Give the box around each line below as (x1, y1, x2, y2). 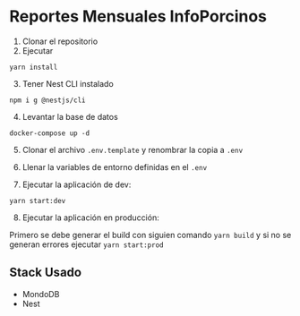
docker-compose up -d (9, 128, 90, 138)
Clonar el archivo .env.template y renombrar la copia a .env (21, 144, 244, 155)
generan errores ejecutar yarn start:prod (9, 239, 164, 250)
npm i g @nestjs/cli (9, 96, 87, 105)
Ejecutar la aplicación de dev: (21, 179, 132, 190)
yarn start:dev (9, 196, 66, 205)
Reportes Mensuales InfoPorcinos (9, 6, 267, 27)
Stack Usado (9, 265, 82, 280)
